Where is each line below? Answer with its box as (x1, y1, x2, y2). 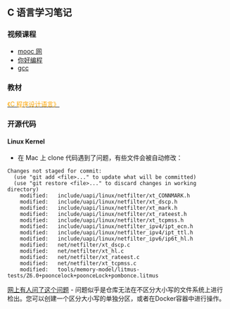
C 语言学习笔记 (7, 6, 72, 19)
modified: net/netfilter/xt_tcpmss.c (20, 260, 137, 267)
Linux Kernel (7, 137, 46, 146)
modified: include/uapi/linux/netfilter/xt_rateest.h (20, 210, 188, 218)
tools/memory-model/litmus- (57, 266, 140, 273)
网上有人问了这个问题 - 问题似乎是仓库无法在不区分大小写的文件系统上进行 (7, 286, 224, 294)
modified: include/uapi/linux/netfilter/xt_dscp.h (20, 198, 178, 206)
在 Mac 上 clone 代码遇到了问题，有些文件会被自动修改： (17, 153, 183, 162)
